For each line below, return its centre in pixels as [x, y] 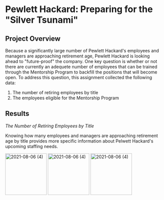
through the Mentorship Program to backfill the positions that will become [81, 72]
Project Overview [33, 39]
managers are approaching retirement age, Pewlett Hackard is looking [77, 56]
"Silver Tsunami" [42, 20]
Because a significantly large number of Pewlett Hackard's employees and [82, 51]
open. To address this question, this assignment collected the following [79, 77]
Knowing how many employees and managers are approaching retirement [81, 136]
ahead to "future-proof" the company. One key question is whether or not [81, 61]
